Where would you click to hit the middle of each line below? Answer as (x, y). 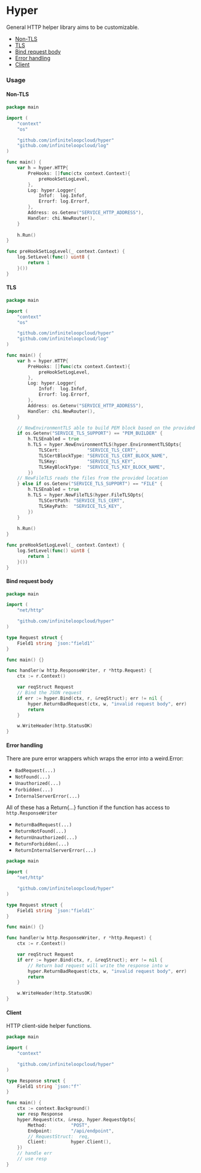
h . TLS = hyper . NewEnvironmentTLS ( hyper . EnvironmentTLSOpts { (105, 445)
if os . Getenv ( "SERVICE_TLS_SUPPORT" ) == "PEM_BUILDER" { (90, 433)
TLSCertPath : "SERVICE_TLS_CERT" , (82, 501)
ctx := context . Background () (54, 1109)
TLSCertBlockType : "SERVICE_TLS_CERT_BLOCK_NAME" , (103, 455)
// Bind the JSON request (50, 693)
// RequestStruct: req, (59, 1136)
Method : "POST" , (59, 1125)
